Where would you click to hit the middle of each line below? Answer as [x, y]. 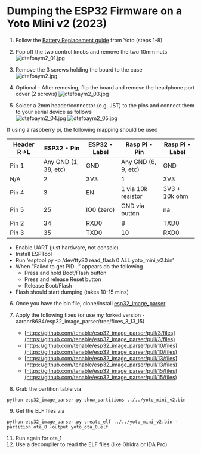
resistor [132, 196]
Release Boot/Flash [48, 285]
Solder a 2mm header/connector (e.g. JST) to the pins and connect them [105, 105]
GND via [133, 206]
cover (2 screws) [36, 94]
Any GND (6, [139, 162]
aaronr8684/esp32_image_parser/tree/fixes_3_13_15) [80, 321]
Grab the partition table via [48, 388]
